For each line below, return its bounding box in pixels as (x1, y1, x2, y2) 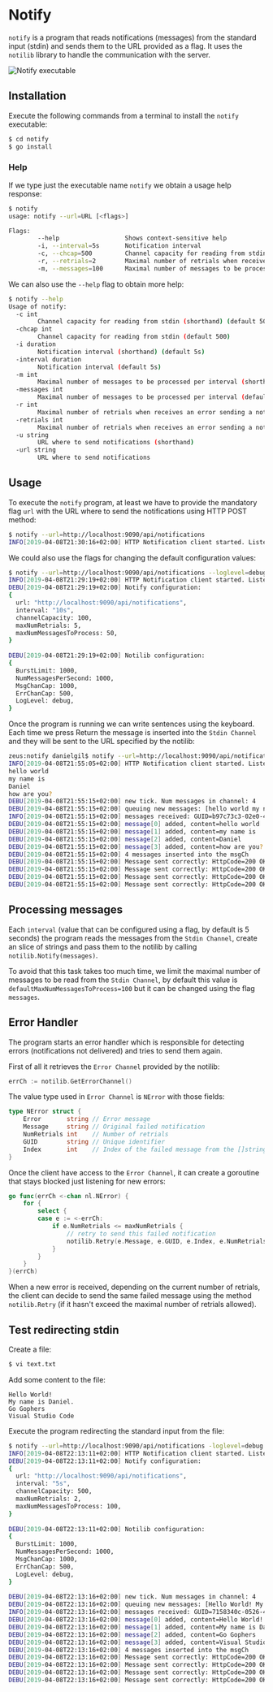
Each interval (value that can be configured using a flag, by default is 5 (8, 924, 249, 934)
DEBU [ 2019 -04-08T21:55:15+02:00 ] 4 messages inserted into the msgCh (8, 850, 249, 859)
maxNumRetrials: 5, (15, 621, 82, 630)
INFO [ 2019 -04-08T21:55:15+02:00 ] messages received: (8, 812, 191, 821)
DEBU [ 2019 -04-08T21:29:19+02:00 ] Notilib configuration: (8, 651, 206, 660)
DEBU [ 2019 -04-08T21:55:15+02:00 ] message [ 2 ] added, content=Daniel (8, 835, 242, 843)
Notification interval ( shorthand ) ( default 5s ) (37, 348, 206, 356)
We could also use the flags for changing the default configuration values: (8, 552, 256, 562)
